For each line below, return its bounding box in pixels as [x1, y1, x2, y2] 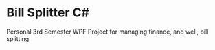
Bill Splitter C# [6, 5, 90, 21]
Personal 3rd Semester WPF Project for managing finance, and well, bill [6, 27, 209, 36]
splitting [6, 34, 30, 42]
